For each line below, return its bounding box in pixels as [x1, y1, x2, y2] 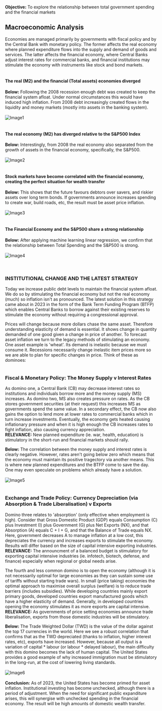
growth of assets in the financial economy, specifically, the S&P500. [5, 147, 141, 153]
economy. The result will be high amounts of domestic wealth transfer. [5, 700, 146, 706]
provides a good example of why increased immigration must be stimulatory [5, 654, 157, 660]
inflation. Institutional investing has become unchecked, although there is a [5, 685, 155, 691]
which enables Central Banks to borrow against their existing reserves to [5, 307, 150, 312]
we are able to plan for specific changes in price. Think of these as [5, 352, 138, 358]
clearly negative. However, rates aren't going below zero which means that [5, 452, 155, 457]
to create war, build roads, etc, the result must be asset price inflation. [5, 200, 145, 206]
